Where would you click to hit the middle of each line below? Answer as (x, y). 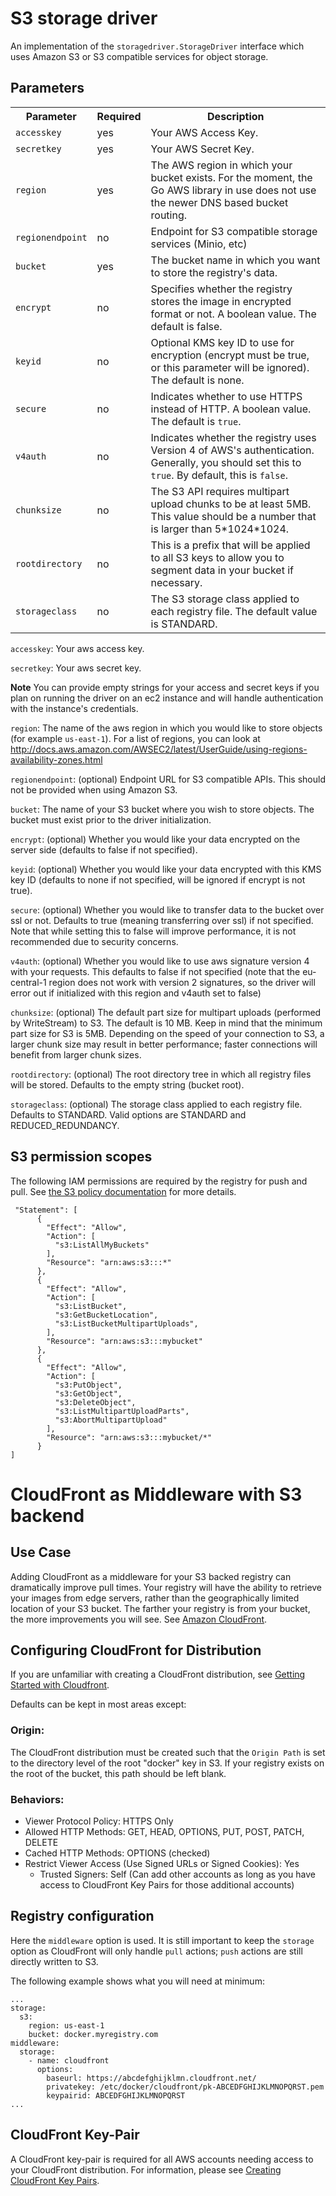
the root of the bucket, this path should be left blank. (118, 1773)
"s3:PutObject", (88, 1385)
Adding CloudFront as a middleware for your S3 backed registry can (151, 1576)
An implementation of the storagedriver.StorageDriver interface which (157, 46)
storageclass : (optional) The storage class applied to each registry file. (156, 1104)
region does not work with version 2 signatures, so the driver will (182, 982)
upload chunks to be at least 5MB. (231, 504)
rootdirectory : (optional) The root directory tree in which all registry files (161, 1074)
